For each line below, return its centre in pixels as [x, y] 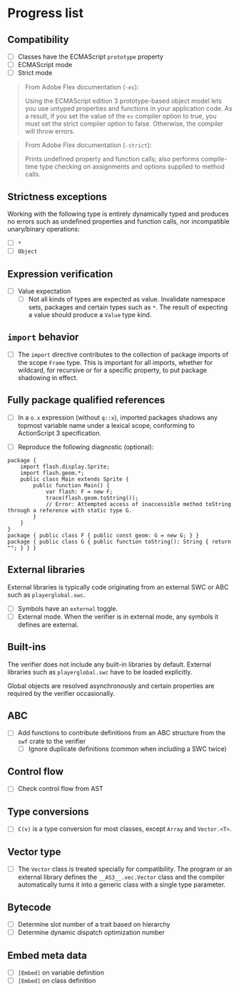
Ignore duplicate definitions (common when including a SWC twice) [127, 749]
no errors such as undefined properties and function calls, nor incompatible [118, 221]
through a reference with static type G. [70, 510]
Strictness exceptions [57, 197]
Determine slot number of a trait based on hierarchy [94, 924]
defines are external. [48, 624]
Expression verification [60, 274]
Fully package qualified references [86, 400]
